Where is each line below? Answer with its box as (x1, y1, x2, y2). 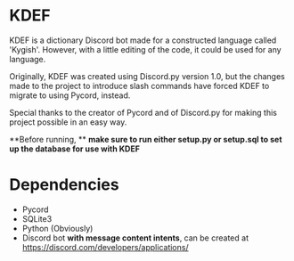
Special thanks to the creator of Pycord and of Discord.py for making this (9, 107, 278, 118)
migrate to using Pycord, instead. (9, 90, 131, 101)
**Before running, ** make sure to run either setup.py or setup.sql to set (9, 134, 282, 144)
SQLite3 (21, 213, 53, 224)
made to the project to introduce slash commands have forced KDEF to (9, 80, 270, 91)
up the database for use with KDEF (9, 143, 141, 154)
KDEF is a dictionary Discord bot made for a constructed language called (9, 35, 277, 45)
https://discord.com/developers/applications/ (21, 241, 189, 252)
